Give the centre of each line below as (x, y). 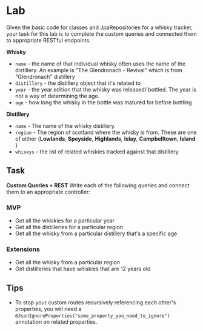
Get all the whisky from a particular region (67, 262)
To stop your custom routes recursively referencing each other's (95, 303)
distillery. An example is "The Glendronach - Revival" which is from (99, 70)
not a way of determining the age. (57, 96)
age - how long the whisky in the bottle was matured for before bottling (103, 102)
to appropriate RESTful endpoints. (48, 40)
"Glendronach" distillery (45, 76)
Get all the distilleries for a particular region (69, 227)
